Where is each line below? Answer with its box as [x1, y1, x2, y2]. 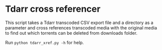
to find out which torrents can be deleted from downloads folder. [5, 30, 138, 36]
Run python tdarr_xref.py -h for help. [5, 39, 84, 45]
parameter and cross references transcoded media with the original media [5, 25, 158, 30]
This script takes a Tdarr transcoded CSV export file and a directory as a [5, 20, 154, 25]
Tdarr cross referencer [5, 3, 101, 15]
